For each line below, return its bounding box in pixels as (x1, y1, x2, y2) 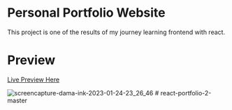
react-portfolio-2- (160, 88, 212, 97)
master (7, 96, 28, 104)
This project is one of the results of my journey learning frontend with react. (7, 28, 226, 36)
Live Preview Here (7, 75, 60, 84)
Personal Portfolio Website (7, 5, 166, 21)
